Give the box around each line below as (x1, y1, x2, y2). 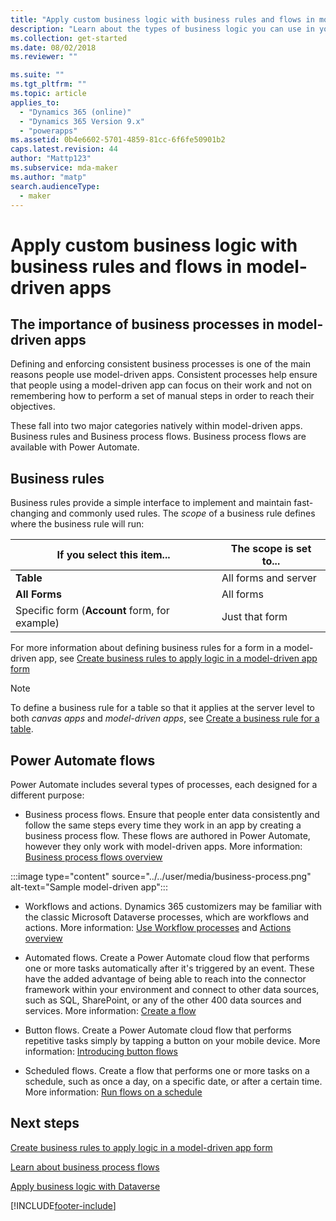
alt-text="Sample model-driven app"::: (10, 881, 168, 893)
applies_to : (10, 97, 60, 108)
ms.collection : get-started (10, 33, 128, 43)
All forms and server (221, 571, 317, 585)
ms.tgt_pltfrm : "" (10, 79, 87, 90)
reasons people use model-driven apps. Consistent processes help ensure (10, 369, 318, 381)
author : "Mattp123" (10, 154, 92, 164)
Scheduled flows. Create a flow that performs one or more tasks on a (24, 1065, 310, 1076)
